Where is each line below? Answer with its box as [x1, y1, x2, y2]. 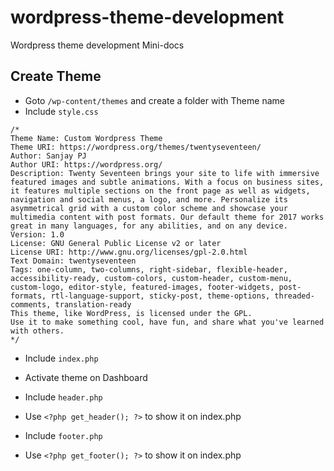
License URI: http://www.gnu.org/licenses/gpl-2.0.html [10, 247, 248, 257]
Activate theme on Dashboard [24, 371, 148, 383]
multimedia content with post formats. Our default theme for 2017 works [10, 212, 325, 222]
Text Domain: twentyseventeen [10, 256, 137, 266]
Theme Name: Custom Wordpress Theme [10, 133, 163, 143]
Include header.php [24, 391, 103, 403]
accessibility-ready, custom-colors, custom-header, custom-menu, [10, 273, 293, 283]
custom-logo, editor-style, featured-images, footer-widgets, [10, 282, 275, 292]
